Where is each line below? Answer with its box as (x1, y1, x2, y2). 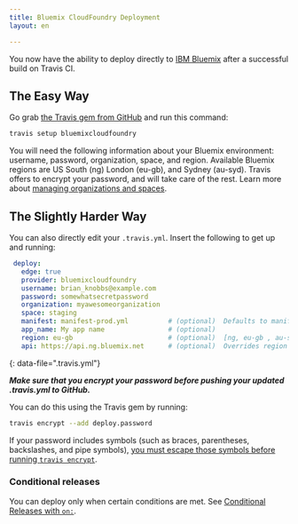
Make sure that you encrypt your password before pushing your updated (9, 375, 285, 385)
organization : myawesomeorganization (20, 300, 161, 309)
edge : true (20, 267, 62, 276)
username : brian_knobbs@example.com (20, 283, 157, 293)
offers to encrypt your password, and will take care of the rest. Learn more (9, 174, 282, 185)
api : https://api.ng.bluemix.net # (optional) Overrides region (20, 341, 288, 351)
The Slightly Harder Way (9, 209, 147, 224)
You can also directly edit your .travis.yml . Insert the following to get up (9, 233, 276, 242)
